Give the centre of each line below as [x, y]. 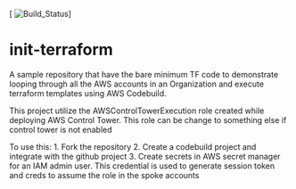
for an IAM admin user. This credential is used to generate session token [142, 166]
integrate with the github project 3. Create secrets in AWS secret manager [145, 156]
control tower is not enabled [61, 129]
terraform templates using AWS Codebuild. [88, 93]
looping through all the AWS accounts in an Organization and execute [137, 84]
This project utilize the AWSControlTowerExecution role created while [137, 111]
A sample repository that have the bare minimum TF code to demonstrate [144, 74]
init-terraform [61, 50]
